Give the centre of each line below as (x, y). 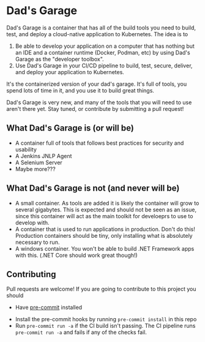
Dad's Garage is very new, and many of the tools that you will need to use (99, 102)
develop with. (32, 222)
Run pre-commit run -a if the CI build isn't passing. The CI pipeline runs (105, 326)
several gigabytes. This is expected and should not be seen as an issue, (106, 210)
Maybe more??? (35, 169)
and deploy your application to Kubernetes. (69, 72)
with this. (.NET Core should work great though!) (76, 255)
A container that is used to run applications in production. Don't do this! (105, 229)
